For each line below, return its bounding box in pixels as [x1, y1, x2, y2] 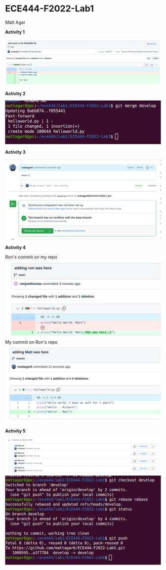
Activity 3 [5, 149, 26, 155]
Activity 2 [5, 91, 26, 97]
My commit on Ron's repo [5, 339, 58, 345]
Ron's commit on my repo [5, 254, 58, 260]
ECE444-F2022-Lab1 [5, 3, 94, 14]
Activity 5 [5, 428, 26, 434]
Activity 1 [5, 29, 25, 35]
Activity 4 [5, 245, 26, 251]
